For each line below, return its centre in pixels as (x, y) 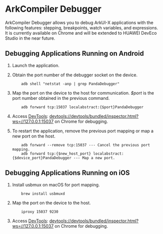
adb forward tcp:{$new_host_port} (56, 153)
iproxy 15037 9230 (40, 211)
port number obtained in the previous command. (61, 98)
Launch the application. (36, 65)
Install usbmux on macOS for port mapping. (56, 185)
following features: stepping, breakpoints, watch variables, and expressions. (82, 27)
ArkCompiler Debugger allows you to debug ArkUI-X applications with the (79, 23)
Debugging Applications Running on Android (74, 54)
